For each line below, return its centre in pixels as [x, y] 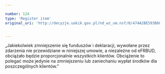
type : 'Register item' [28, 18]
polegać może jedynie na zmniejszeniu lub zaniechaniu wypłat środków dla [81, 61]
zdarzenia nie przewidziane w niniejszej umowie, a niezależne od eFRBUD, [81, 51]
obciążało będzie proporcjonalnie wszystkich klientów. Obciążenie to [75, 56]
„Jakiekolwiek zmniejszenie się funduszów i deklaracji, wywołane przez [78, 46]
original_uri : [20, 23]
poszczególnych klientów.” [32, 66]
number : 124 [17, 14]
